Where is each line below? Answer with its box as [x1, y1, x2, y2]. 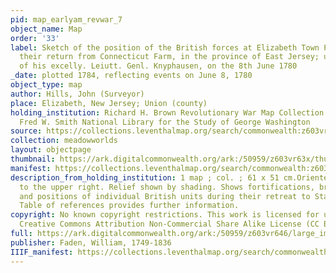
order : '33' [10, 33, 60, 43]
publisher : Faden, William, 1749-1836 [10, 237, 172, 248]
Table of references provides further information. [19, 201, 240, 211]
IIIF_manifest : [10, 247, 74, 257]
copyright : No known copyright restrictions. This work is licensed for [10, 210, 320, 220]
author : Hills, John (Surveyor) [10, 89, 145, 99]
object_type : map [10, 80, 83, 90]
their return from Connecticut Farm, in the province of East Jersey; [19, 52, 320, 62]
